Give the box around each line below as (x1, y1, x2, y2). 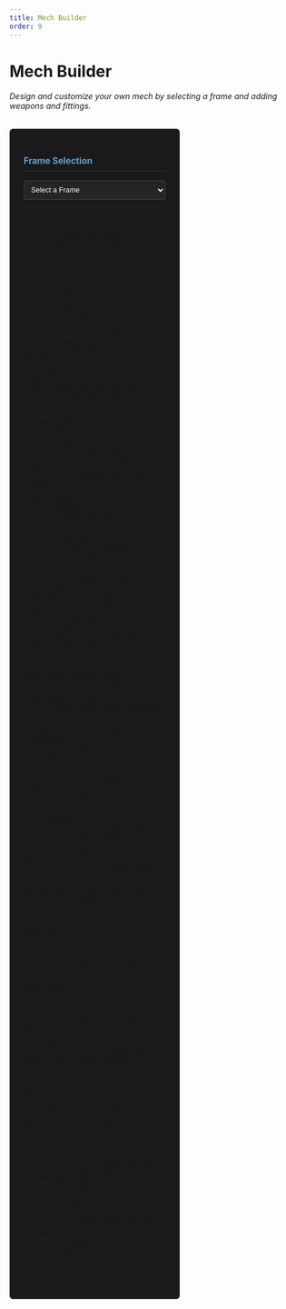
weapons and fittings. (9, 101, 92, 112)
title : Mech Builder (9, 13, 88, 23)
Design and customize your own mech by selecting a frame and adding (9, 91, 278, 102)
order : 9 (9, 22, 43, 31)
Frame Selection (24, 155, 94, 166)
